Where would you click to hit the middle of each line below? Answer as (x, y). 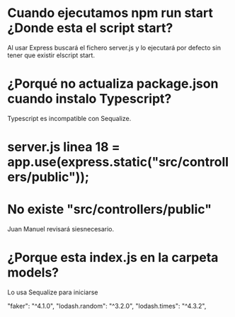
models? (33, 273)
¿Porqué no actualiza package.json (113, 84)
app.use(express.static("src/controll (118, 162)
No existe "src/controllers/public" (110, 209)
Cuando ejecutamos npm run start (110, 13)
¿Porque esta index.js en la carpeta (113, 258)
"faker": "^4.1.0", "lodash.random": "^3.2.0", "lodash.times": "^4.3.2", (107, 306)
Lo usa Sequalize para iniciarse (53, 292)
